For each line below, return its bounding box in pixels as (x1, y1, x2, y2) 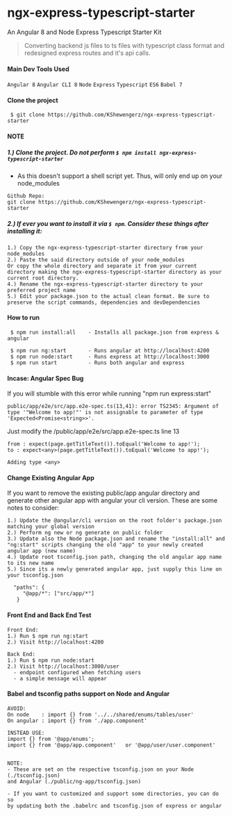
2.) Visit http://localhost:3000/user (7, 662, 119, 670)
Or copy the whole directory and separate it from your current (7, 262, 197, 269)
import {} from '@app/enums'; (7, 735, 95, 742)
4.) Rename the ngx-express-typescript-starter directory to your (7, 280, 204, 288)
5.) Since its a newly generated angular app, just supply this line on (7, 566, 222, 573)
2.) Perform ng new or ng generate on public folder (7, 530, 163, 537)
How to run (7, 313, 40, 322)
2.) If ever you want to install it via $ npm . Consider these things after (7, 219, 209, 227)
